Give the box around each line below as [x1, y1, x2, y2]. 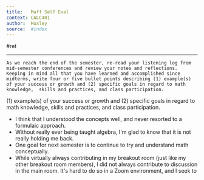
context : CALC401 [6, 15, 50, 21]
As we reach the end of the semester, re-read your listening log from [6, 60, 191, 66]
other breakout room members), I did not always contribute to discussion [15, 161, 198, 168]
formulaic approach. [15, 122, 66, 130]
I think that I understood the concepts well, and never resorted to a [15, 116, 182, 123]
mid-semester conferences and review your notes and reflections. [6, 65, 178, 72]
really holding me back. [15, 135, 74, 142]
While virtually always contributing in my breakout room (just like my [15, 154, 186, 162]
